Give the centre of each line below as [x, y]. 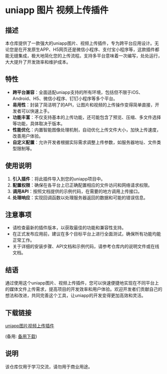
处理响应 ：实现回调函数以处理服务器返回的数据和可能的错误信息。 [80, 197]
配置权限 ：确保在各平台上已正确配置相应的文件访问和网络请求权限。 [82, 185]
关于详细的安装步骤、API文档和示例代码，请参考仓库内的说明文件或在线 [86, 246]
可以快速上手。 [37, 111]
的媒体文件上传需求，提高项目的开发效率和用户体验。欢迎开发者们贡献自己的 [84, 289]
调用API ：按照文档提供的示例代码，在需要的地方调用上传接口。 [77, 191]
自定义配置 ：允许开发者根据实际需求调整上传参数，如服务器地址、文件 [84, 142]
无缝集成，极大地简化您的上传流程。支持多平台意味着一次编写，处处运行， [86, 56]
